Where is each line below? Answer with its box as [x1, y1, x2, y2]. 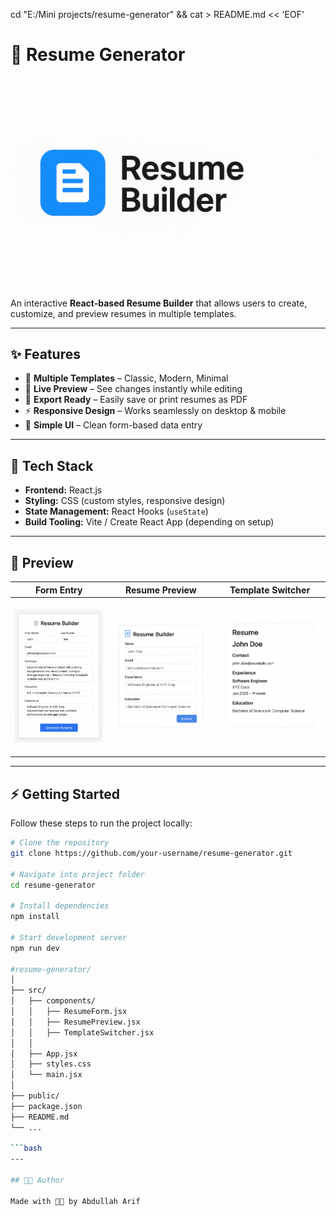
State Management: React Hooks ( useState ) [24, 505, 209, 518]
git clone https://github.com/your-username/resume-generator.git [10, 848, 293, 858]
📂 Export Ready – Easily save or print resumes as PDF [24, 394, 248, 406]
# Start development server [10, 932, 128, 943]
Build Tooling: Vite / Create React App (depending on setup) [24, 516, 275, 528]
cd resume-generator [10, 880, 97, 890]
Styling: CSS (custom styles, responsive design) [24, 495, 226, 507]
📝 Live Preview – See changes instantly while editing [24, 383, 243, 395]
